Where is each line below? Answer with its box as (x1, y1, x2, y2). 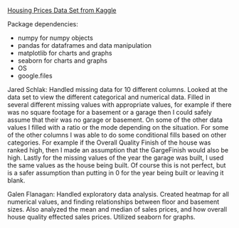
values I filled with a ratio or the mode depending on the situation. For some (7, 123, 229, 131)
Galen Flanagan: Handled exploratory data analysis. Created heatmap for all (7, 190, 230, 198)
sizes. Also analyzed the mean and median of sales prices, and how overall (7, 205, 228, 213)
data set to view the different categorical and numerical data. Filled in (7, 93, 211, 101)
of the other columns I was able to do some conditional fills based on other (7, 131, 227, 139)
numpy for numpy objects (17, 33, 94, 42)
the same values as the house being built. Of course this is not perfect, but (7, 161, 226, 170)
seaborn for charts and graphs (17, 56, 108, 65)
